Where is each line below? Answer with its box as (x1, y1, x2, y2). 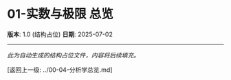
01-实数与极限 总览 (7, 6, 113, 22)
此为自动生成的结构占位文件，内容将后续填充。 (7, 51, 140, 59)
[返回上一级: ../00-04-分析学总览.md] (7, 66, 113, 74)
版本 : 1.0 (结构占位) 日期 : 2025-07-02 (7, 30, 113, 38)
